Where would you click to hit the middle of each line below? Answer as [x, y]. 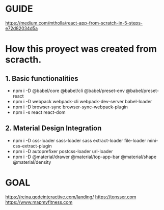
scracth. [23, 60]
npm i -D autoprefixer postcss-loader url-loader [63, 151]
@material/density [32, 162]
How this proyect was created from [81, 49]
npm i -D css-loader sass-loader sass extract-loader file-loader [79, 140]
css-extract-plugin [32, 146]
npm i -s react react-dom [39, 112]
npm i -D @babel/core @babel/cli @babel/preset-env [69, 91]
